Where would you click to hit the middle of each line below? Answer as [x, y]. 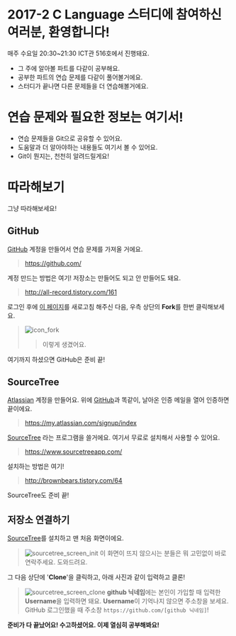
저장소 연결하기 [39, 519]
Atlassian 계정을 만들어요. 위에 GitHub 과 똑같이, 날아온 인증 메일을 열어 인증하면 [118, 400]
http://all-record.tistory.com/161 [71, 292]
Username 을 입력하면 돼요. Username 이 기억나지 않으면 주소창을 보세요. [127, 601]
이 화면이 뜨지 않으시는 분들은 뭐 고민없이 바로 [163, 553]
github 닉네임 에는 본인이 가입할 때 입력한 [164, 592]
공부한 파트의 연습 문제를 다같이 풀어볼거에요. [80, 77]
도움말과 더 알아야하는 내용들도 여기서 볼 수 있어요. [88, 147]
